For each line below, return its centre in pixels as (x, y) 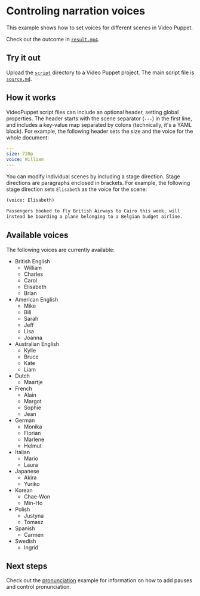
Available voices (37, 235)
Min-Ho (33, 503)
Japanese (27, 471)
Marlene (34, 439)
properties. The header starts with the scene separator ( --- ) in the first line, (99, 118)
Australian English (37, 344)
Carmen (33, 534)
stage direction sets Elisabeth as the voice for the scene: (77, 189)
